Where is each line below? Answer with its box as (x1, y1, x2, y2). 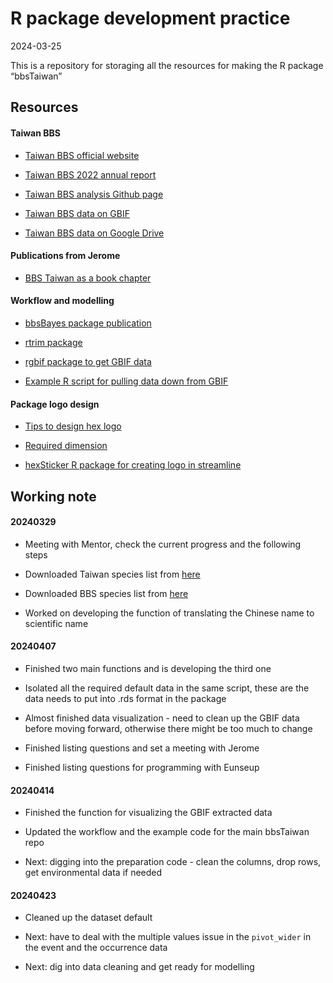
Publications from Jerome (10, 250, 121, 262)
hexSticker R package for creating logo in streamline (24, 459, 242, 471)
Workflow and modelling (10, 295, 115, 307)
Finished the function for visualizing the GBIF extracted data (24, 807, 273, 819)
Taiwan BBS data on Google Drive (24, 227, 165, 239)
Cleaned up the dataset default (24, 912, 153, 924)
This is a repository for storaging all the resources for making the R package (10, 59, 324, 71)
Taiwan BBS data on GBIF (24, 207, 130, 219)
